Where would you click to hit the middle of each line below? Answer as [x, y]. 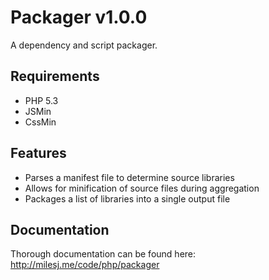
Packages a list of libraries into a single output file [127, 198]
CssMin [40, 122]
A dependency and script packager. [84, 45]
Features [38, 153]
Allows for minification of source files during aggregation [142, 188]
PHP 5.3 [41, 100]
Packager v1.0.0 [79, 17]
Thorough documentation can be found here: [103, 254]
